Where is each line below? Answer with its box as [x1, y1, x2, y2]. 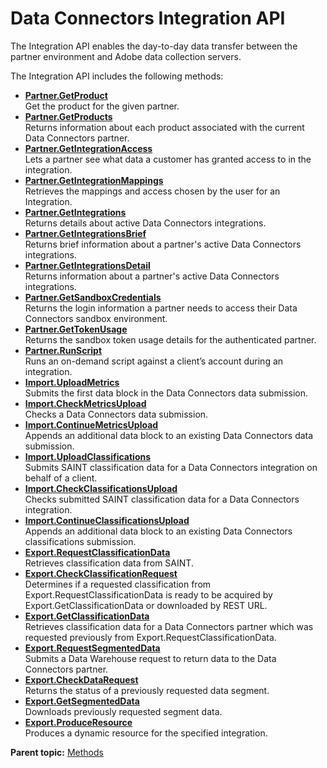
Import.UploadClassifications [24, 450, 152, 462]
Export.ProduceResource [24, 716, 133, 728]
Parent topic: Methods [10, 746, 104, 758]
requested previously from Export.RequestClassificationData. [24, 631, 277, 643]
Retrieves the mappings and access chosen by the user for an [24, 185, 281, 197]
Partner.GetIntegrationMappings [24, 174, 164, 186]
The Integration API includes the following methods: [10, 70, 224, 82]
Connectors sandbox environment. [24, 312, 168, 324]
